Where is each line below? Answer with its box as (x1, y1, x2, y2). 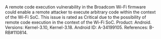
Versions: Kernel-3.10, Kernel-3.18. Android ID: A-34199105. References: (5, 25, 148, 30)
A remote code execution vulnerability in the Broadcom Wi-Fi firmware (5, 4, 146, 10)
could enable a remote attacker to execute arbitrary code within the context (5, 9, 156, 15)
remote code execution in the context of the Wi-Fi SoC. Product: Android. (5, 19, 152, 25)
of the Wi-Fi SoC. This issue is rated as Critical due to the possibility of (5, 14, 146, 20)
